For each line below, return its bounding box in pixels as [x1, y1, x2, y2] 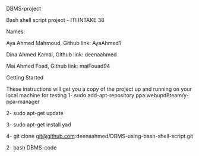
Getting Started [6, 74, 44, 81]
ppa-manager [6, 98, 40, 105]
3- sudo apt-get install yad [6, 121, 71, 128]
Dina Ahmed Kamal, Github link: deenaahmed [6, 51, 117, 58]
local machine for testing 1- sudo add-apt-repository [6, 92, 135, 98]
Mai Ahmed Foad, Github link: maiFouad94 [6, 62, 110, 69]
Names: [6, 28, 26, 35]
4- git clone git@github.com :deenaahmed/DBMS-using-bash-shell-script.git [6, 133, 194, 139]
